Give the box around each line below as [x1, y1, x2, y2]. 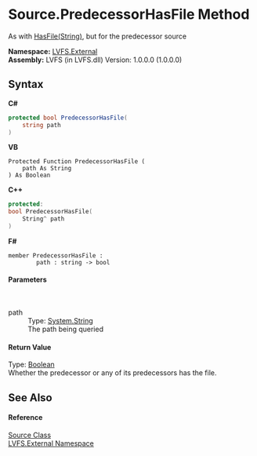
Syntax [8, 78, 44, 91]
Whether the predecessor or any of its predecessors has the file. [8, 368, 217, 378]
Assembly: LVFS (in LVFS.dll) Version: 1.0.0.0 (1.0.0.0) [8, 55, 183, 64]
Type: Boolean [8, 359, 55, 370]
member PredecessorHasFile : [8, 251, 103, 260]
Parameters [8, 275, 47, 284]
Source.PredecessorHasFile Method [8, 5, 250, 24]
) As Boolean [8, 171, 51, 180]
